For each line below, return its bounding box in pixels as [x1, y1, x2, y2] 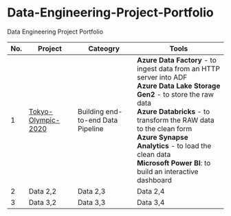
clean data [136, 149, 171, 159]
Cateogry [88, 43, 120, 53]
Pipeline [78, 123, 104, 133]
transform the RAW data [136, 115, 214, 125]
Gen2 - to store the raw [136, 89, 214, 99]
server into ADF [136, 72, 188, 82]
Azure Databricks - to [136, 106, 210, 116]
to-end [78, 115, 101, 125]
